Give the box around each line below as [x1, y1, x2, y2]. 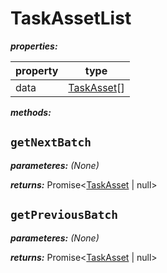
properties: [10, 40, 58, 52]
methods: [10, 106, 52, 118]
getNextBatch [10, 135, 92, 150]
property [15, 63, 59, 77]
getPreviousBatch [10, 208, 118, 222]
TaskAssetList [10, 7, 132, 30]
